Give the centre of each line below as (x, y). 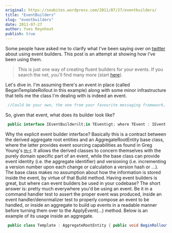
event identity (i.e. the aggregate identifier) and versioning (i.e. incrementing (86, 161)
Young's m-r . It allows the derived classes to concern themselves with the (83, 150)
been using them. (24, 59)
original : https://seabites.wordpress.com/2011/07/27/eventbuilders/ (81, 10)
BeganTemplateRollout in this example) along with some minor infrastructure (86, 90)
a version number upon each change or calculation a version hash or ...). (82, 167)
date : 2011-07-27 (24, 24)
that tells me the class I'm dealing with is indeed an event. (66, 96)
